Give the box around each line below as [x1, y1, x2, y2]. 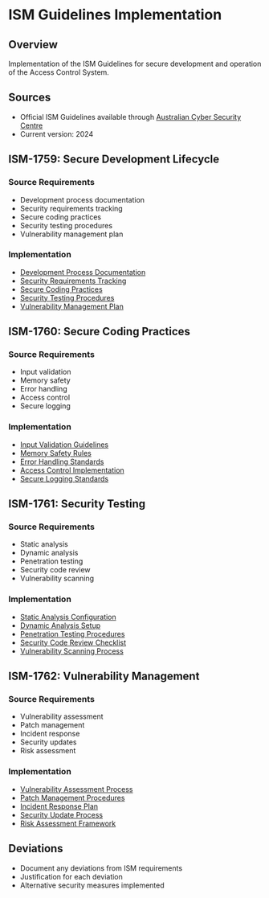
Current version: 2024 [19, 129, 94, 138]
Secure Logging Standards [19, 474, 109, 483]
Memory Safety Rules [19, 448, 92, 457]
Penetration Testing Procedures [19, 629, 125, 638]
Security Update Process [19, 810, 103, 819]
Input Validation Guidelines [19, 440, 109, 449]
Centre [19, 121, 43, 130]
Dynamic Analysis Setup [19, 621, 101, 630]
